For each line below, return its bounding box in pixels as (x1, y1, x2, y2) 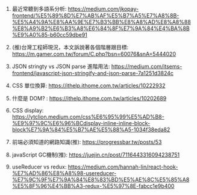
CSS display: (11, 107, 44, 114)
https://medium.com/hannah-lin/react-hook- (67, 163, 178, 170)
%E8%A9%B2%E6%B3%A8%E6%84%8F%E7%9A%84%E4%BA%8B (11, 25, 190, 32)
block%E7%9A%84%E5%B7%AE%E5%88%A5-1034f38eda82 (11, 126, 170, 133)
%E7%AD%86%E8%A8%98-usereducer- (11, 170, 117, 176)
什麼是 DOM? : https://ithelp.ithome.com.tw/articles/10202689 (11, 95, 167, 102)
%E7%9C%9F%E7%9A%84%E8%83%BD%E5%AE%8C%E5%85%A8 (11, 176, 190, 183)
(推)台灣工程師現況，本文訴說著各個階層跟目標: (11, 44, 129, 51)
